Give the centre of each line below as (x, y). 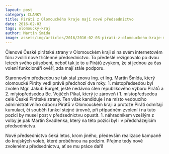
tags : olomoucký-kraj (28, 29)
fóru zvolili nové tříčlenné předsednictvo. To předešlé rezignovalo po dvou (82, 57)
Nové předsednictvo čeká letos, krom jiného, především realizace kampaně (83, 135)
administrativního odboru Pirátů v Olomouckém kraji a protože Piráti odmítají (84, 104)
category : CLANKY (23, 15)
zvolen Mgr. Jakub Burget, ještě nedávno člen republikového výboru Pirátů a (84, 88)
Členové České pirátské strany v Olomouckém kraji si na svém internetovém (84, 52)
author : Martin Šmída (28, 33)
